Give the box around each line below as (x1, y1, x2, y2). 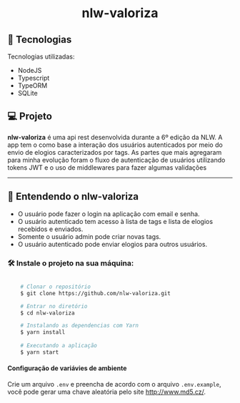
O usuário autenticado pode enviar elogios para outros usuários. (17, 240, 208, 248)
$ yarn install (20, 329, 66, 336)
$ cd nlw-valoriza (20, 309, 75, 317)
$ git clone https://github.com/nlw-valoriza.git (20, 290, 171, 297)
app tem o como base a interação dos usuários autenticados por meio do (7, 141, 223, 149)
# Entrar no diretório (20, 302, 88, 310)
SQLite (17, 89, 38, 97)
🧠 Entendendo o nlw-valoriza (7, 190, 139, 203)
